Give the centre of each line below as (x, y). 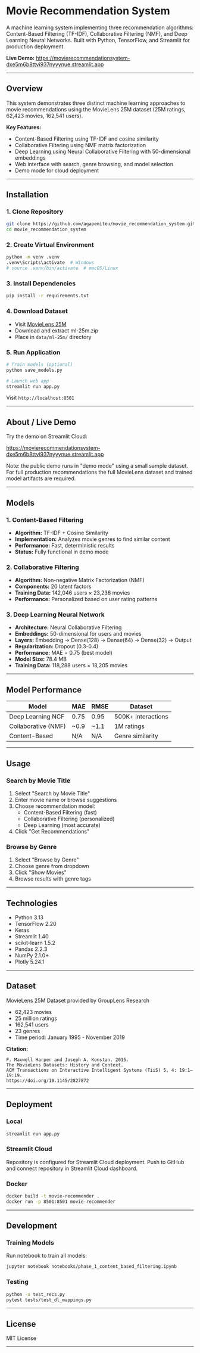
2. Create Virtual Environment (50, 245)
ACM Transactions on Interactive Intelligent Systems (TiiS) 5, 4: (92, 1070)
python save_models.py (34, 370)
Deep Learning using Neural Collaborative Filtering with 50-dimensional (103, 151)
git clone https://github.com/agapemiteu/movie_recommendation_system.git (101, 224)
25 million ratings (36, 1018)
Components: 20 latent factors (53, 587)
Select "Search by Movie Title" (52, 793)
